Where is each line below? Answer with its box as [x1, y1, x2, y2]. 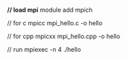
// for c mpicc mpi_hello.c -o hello [7, 19, 103, 27]
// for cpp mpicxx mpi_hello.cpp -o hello [7, 32, 120, 40]
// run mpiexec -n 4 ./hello [7, 46, 81, 53]
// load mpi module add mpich [7, 6, 93, 14]
